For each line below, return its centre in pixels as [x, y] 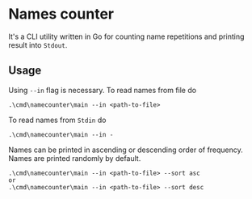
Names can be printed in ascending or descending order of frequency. [126, 150]
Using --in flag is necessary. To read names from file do [102, 90]
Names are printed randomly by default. [75, 158]
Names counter [61, 14]
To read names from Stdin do [57, 120]
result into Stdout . [38, 44]
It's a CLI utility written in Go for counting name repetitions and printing [126, 36]
